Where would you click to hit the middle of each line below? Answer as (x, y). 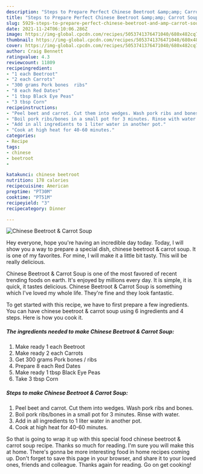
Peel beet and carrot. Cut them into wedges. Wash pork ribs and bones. (104, 408)
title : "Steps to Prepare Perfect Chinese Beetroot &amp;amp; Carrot (96, 18)
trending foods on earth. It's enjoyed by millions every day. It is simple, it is (99, 280)
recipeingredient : (29, 68)
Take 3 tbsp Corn (37, 379)
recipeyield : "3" (28, 203)
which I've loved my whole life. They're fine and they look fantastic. (90, 293)
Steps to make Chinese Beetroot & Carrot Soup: (67, 393)
